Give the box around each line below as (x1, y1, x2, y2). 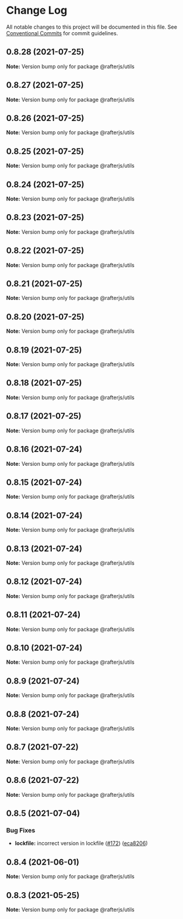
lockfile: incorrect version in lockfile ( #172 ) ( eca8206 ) (14, 840, 148, 847)
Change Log (6, 4, 67, 17)
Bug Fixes (6, 826, 36, 834)
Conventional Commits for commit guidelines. (6, 29, 118, 36)
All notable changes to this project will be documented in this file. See (6, 23, 178, 30)
